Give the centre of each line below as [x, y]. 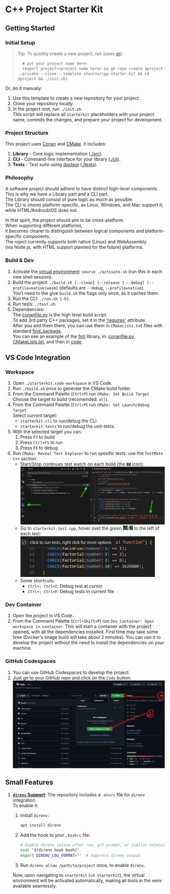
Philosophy [19, 178]
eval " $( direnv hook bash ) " [50, 850]
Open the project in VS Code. [43, 615]
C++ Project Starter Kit [54, 9]
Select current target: [35, 416]
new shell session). [33, 277]
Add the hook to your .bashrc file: [55, 835]
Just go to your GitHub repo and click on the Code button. [72, 677]
